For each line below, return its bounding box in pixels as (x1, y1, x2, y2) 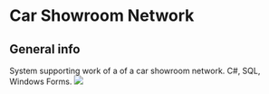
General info (9, 42, 81, 57)
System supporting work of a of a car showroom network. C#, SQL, (9, 65, 261, 76)
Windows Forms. (9, 76, 72, 87)
